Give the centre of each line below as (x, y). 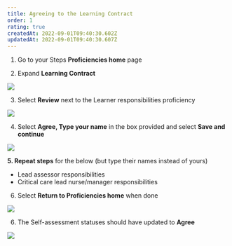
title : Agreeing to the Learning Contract (70, 14)
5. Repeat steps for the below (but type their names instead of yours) (108, 161)
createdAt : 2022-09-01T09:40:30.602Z (62, 33)
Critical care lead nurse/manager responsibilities (87, 182)
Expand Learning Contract (56, 74)
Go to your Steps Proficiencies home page (80, 60)
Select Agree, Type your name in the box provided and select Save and (121, 127)
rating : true (26, 27)
